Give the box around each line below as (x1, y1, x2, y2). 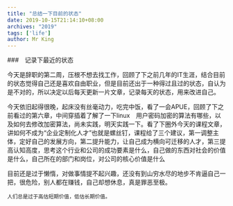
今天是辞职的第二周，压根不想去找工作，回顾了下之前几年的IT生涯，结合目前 (7, 71, 225, 79)
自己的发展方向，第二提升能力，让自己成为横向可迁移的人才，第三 (31, 137, 220, 146)
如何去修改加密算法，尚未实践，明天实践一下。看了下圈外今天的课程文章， (12, 120, 226, 128)
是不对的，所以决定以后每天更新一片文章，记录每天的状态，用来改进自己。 (7, 88, 220, 96)
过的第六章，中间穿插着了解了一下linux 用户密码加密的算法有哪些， (19, 112, 215, 120)
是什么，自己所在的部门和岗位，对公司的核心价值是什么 (7, 155, 165, 163)
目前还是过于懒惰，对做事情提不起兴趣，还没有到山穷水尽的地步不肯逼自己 (7, 169, 220, 178)
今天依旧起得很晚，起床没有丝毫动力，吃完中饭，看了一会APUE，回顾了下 (7, 103, 218, 111)
